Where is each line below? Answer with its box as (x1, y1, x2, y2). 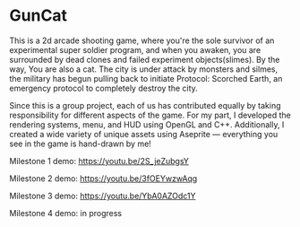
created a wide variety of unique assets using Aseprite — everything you (9, 128, 279, 139)
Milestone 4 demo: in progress (9, 207, 123, 218)
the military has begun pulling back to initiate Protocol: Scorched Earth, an (9, 73, 283, 83)
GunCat (9, 5, 68, 26)
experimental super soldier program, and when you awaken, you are (9, 44, 261, 55)
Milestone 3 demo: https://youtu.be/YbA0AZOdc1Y (9, 190, 196, 201)
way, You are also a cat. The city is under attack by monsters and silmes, (9, 64, 279, 74)
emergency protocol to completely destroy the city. (9, 83, 199, 93)
